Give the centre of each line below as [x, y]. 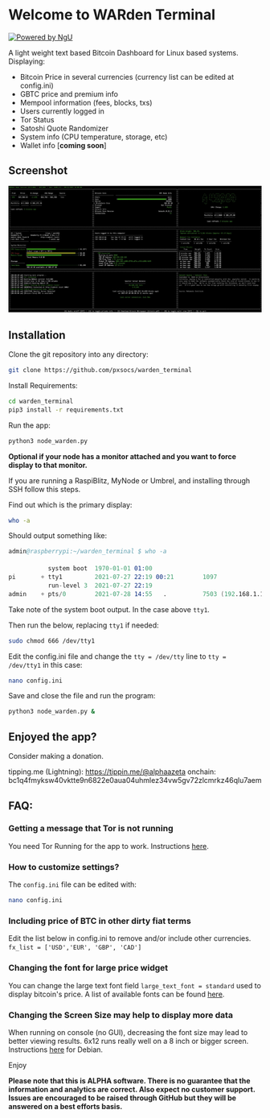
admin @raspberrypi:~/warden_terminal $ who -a [88, 552]
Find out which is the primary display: [70, 504]
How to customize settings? [64, 867]
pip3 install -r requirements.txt [66, 410]
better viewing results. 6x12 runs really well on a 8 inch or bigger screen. [129, 1041]
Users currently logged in [62, 111]
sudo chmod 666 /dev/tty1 [51, 641]
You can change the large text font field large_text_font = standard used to [135, 985]
